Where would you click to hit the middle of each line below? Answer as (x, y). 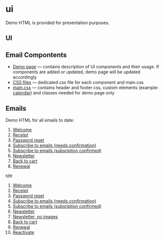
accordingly (25, 77)
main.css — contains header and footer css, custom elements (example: (85, 88)
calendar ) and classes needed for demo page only (63, 93)
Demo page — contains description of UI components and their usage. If (86, 67)
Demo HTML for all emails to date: (40, 120)
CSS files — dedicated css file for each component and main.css (78, 83)
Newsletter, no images (35, 216)
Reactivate (23, 232)
